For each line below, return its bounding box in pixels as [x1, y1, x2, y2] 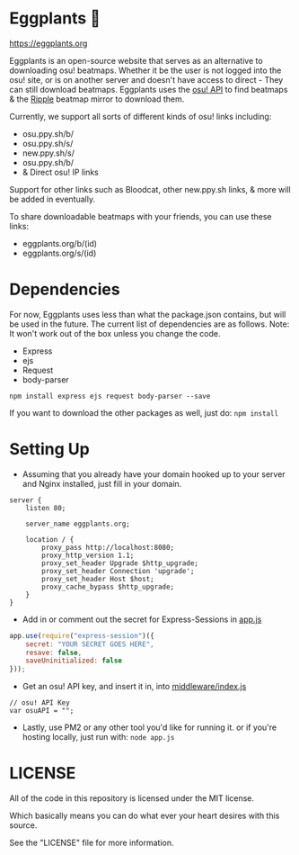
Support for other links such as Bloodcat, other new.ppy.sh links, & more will [9, 184, 291, 194]
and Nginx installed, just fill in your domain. [22, 478, 182, 489]
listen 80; [25, 503, 66, 512]
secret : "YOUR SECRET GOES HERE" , [25, 639, 154, 649]
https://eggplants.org [9, 38, 88, 49]
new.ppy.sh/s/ [22, 148, 75, 158]
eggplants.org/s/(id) [22, 247, 97, 258]
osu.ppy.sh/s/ [22, 138, 74, 148]
